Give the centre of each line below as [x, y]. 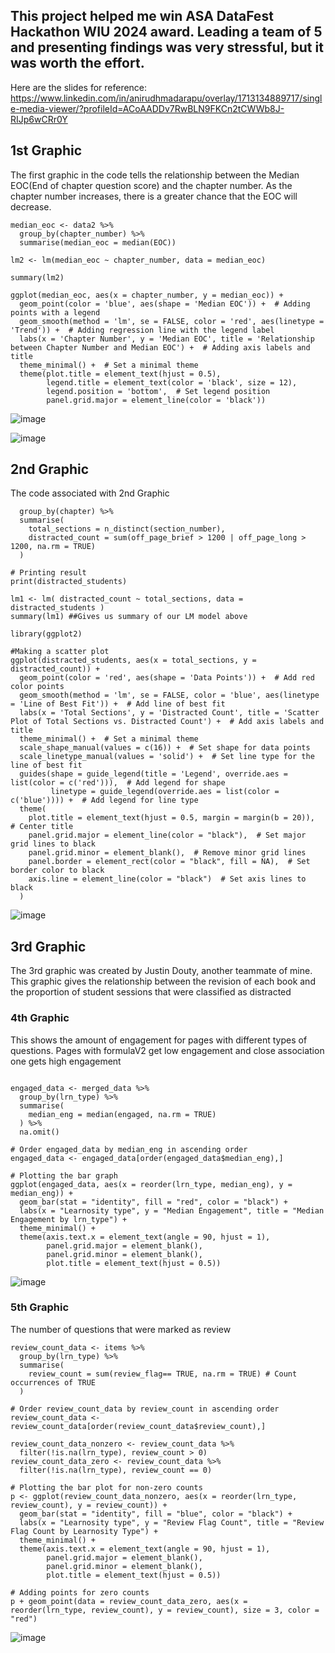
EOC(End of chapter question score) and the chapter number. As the [151, 185]
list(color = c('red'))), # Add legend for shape [118, 783]
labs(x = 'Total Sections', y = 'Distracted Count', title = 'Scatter [169, 713]
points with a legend [55, 312]
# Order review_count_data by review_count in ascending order [145, 1409]
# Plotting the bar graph [64, 1175]
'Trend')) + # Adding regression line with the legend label [142, 330]
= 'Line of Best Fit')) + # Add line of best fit [118, 704]
